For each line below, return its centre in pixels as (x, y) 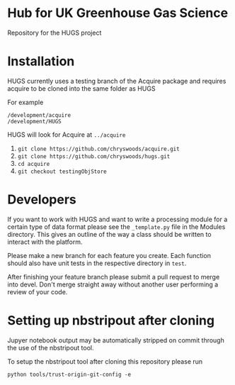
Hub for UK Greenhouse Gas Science (118, 13)
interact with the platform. (45, 242)
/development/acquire (39, 115)
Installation (41, 61)
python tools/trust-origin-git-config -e (69, 374)
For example (25, 102)
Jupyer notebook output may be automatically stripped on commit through (116, 340)
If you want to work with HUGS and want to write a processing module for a (117, 219)
